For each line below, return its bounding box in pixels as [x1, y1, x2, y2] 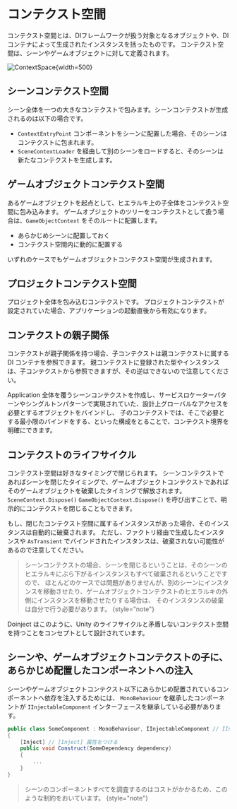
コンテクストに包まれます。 [17, 138, 97, 146]
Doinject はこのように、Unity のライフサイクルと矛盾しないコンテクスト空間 [7, 620, 229, 628]
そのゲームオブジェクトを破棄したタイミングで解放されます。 [7, 487, 186, 495]
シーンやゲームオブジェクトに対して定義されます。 [25, 49, 174, 57]
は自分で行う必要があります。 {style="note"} [24, 605, 155, 613]
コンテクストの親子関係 [7, 329, 109, 341]
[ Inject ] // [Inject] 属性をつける [20, 738, 119, 745]
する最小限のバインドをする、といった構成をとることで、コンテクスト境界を [7, 418, 229, 426]
